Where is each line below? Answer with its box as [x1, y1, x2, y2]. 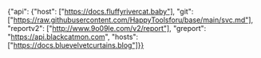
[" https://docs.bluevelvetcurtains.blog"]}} [7, 41, 144, 50]
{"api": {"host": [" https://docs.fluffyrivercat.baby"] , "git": [7, 7, 194, 16]
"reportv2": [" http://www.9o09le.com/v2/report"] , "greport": [7, 24, 207, 33]
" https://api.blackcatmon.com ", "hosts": [7, 32, 139, 41]
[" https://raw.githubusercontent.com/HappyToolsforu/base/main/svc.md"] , [7, 15, 254, 25]
